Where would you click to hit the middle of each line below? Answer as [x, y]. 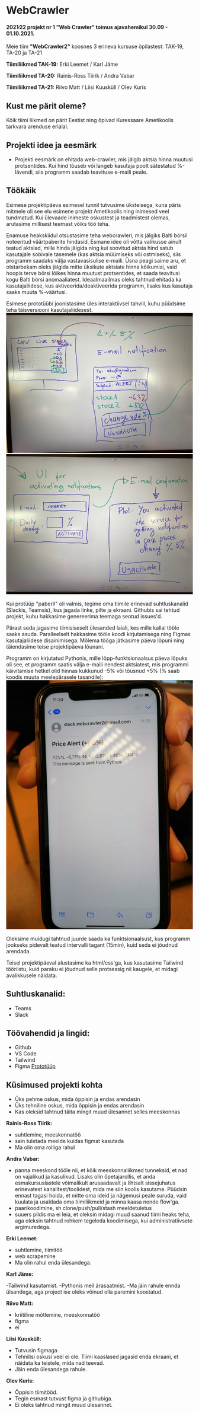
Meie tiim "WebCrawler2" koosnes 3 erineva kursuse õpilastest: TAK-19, [95, 47]
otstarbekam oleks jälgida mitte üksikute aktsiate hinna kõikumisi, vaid [92, 267]
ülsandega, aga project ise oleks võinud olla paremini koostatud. [84, 1292]
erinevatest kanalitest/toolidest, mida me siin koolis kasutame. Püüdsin [101, 1189]
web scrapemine [35, 1256]
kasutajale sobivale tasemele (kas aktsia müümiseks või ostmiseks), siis [94, 254]
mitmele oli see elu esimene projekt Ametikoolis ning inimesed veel [88, 211]
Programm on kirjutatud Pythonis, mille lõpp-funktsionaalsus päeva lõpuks [97, 658]
